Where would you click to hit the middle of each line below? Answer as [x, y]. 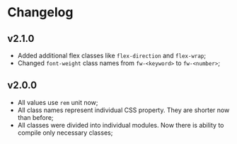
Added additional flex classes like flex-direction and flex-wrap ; [112, 55]
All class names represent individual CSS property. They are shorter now [123, 110]
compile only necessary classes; [65, 133]
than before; [36, 117]
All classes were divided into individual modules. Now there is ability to [121, 125]
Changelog [40, 12]
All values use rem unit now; [58, 102]
